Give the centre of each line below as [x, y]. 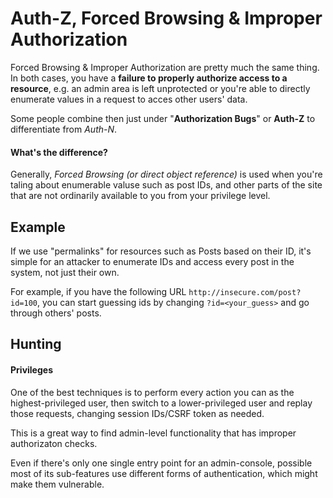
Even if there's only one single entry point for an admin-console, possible [161, 463]
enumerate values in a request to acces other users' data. [129, 99]
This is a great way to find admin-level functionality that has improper [153, 433]
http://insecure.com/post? [245, 292]
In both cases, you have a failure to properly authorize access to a [149, 78]
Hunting [36, 344]
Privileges [31, 369]
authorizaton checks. [54, 443]
